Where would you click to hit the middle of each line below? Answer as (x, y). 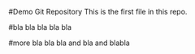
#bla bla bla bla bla (40, 27)
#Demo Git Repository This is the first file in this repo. (98, 12)
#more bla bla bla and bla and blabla (69, 43)
